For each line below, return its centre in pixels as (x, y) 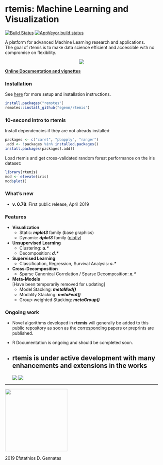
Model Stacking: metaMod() (48, 289)
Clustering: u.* (34, 248)
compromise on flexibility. (31, 53)
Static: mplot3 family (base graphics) (57, 232)
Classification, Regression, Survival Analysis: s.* (68, 264)
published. (23, 333)
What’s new (19, 194)
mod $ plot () (16, 181)
